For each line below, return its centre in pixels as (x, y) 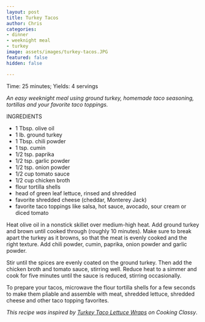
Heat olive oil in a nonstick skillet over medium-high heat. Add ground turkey (103, 225)
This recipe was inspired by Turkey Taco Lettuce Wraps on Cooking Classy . (102, 312)
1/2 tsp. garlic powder (43, 160)
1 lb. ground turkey (39, 135)
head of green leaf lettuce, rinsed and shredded (76, 193)
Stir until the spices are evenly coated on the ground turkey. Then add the (99, 262)
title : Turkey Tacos (33, 18)
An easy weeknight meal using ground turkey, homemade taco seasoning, (100, 98)
